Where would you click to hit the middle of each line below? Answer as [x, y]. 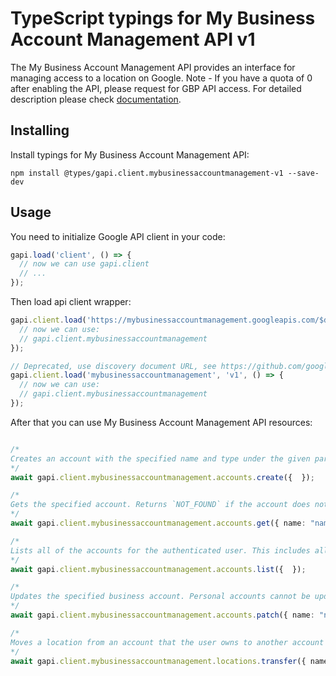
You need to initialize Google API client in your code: [118, 236]
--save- [303, 173]
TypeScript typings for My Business [163, 18]
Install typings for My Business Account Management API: [130, 154]
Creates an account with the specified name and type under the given [160, 458]
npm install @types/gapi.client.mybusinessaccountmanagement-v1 [147, 173]
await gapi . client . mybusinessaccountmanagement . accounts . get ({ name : [158, 523]
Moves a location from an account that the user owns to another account [167, 642]
